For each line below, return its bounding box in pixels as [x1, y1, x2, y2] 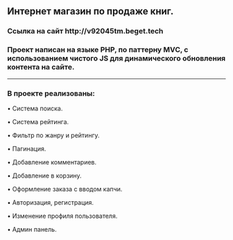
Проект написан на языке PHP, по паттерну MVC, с [7, 45, 189, 55]
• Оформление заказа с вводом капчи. [7, 185, 123, 193]
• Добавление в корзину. [7, 171, 82, 180]
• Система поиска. [7, 104, 63, 112]
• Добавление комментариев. [7, 157, 97, 166]
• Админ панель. [7, 225, 57, 233]
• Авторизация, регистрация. [7, 198, 94, 207]
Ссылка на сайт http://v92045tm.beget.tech [7, 26, 164, 36]
